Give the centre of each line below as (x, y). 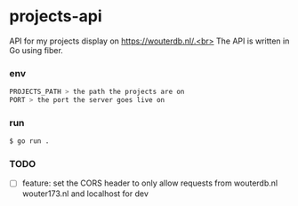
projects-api (56, 16)
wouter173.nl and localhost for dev (85, 194)
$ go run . (29, 141)
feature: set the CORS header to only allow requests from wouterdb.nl (150, 183)
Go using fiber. (36, 50)
